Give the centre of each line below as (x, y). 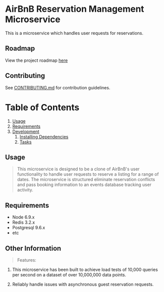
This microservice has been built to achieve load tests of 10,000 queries (85, 269)
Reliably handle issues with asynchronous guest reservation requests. (83, 284)
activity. (25, 190)
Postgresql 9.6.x (28, 228)
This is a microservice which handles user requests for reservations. (74, 33)
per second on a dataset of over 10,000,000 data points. (69, 275)
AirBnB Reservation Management (75, 9)
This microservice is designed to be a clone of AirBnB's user (78, 169)
